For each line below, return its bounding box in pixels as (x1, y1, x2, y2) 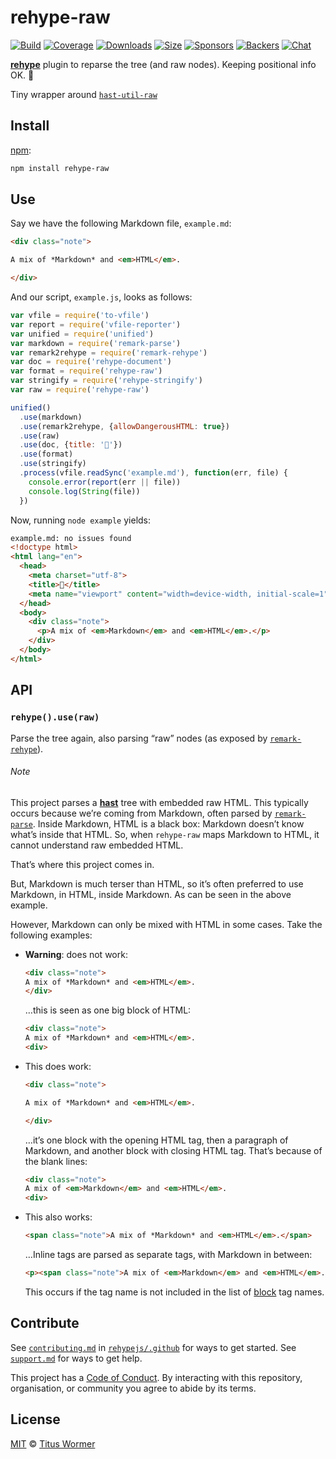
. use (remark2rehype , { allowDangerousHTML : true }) (19, 421, 230, 431)
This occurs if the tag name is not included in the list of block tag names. (24, 1286, 325, 1298)
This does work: (24, 1060, 92, 1072)
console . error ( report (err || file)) (28, 477, 182, 487)
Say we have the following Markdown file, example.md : (10, 217, 232, 230)
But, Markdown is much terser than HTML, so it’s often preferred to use (10, 877, 304, 890)
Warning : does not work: (24, 948, 128, 960)
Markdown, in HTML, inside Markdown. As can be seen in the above (10, 888, 292, 900)
